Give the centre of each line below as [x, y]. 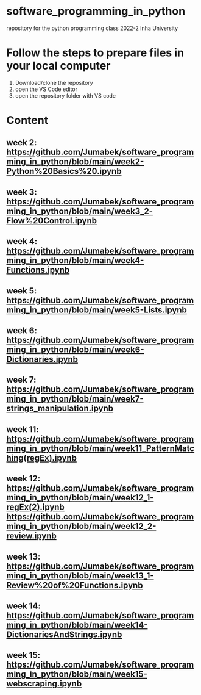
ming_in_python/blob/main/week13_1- [80, 576]
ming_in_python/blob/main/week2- [75, 162]
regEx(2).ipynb [36, 507]
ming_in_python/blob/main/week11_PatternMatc [100, 448]
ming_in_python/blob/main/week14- [77, 625]
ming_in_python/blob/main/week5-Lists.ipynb [97, 310]
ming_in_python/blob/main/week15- [77, 675]
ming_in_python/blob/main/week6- [75, 350]
